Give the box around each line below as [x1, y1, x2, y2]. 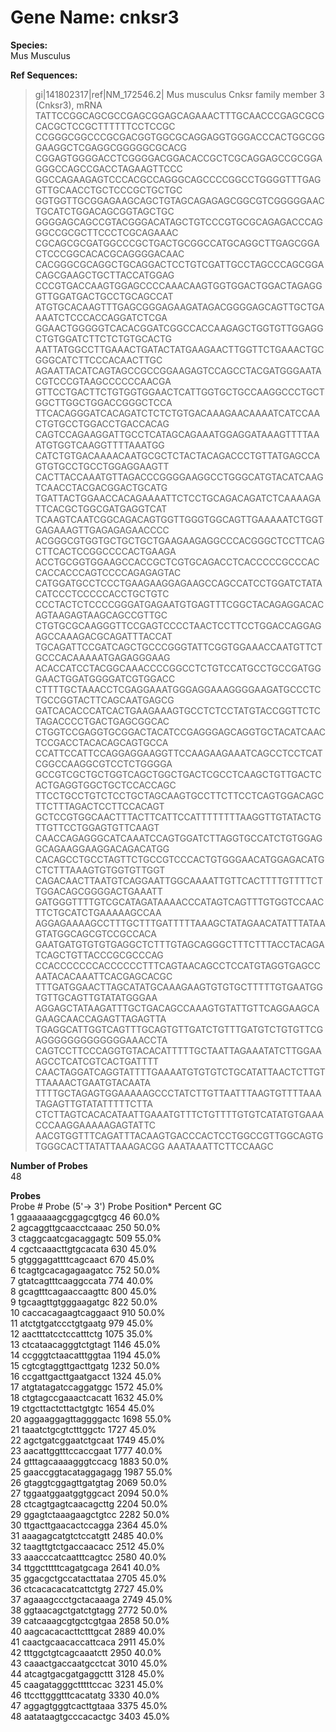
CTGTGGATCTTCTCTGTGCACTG [34, 332, 173, 345]
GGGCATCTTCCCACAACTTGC [34, 354, 163, 366]
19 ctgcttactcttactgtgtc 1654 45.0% [10, 1402, 156, 1414]
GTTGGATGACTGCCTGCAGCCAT [34, 290, 174, 302]
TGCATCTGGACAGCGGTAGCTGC [34, 205, 175, 217]
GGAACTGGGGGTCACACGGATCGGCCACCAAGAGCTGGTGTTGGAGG [34, 322, 324, 334]
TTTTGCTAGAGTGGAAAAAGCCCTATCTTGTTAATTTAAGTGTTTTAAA [34, 1087, 322, 1099]
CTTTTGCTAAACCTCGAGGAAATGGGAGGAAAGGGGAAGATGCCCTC [34, 683, 322, 695]
